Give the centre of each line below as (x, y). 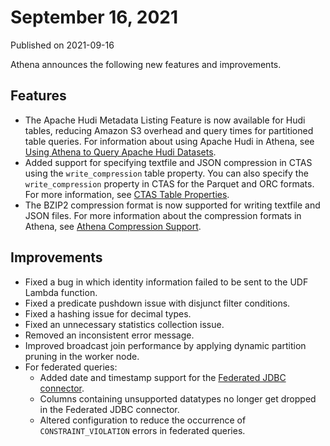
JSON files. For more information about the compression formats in (163, 215)
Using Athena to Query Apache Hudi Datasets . (120, 152)
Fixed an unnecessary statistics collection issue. (124, 324)
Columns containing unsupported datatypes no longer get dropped (178, 398)
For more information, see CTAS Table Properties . (127, 194)
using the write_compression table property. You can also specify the (166, 173)
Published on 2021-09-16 (62, 45)
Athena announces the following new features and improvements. (146, 64)
